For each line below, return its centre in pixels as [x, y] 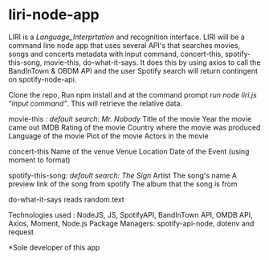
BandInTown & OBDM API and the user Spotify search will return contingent [133, 70]
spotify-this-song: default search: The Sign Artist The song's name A [123, 175]
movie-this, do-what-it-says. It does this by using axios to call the [152, 62]
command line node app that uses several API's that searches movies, [124, 45]
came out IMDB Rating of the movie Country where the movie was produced [134, 127]
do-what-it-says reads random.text [66, 199]
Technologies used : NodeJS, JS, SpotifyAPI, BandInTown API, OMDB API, [130, 214]
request [21, 232]
